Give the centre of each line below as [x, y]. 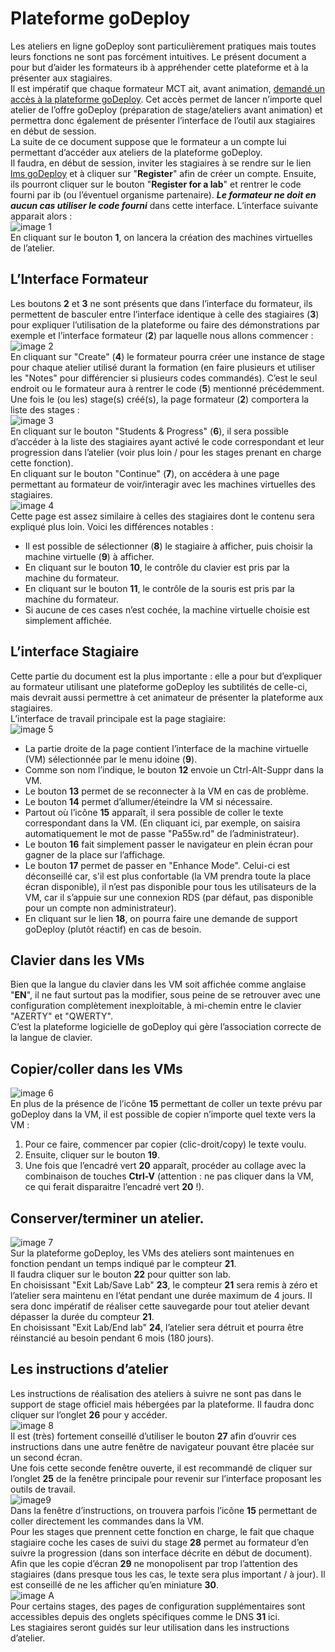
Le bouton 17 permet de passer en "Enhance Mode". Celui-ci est [157, 865]
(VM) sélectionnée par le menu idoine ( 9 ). [111, 759]
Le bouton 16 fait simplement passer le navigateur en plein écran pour [169, 844]
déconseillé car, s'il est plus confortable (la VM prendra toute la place [168, 876]
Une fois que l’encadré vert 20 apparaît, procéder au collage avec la [165, 1166]
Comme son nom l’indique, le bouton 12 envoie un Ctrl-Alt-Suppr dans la [174, 769]
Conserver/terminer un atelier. [107, 1218]
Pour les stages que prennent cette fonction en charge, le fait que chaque [162, 1531]
